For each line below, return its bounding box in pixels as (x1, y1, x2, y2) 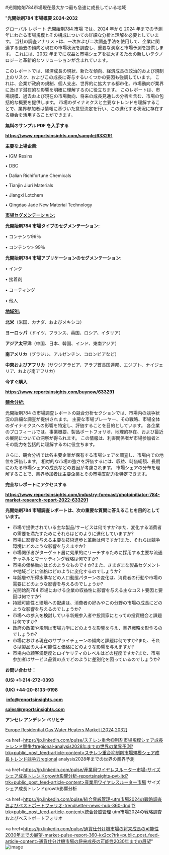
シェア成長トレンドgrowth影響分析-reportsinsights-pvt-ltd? (5, 773, 128, 779)
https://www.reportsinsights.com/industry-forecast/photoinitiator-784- (5, 492, 160, 497)
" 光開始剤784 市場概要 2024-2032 (5, 15, 78, 21)
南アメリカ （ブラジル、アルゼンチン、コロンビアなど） (5, 351, 120, 357)
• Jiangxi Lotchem (5, 192, 44, 198)
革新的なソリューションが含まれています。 (22, 57, 111, 63)
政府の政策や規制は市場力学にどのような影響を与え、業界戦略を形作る (12, 625, 158, 631)
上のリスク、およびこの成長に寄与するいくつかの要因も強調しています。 (5, 74, 154, 80)
